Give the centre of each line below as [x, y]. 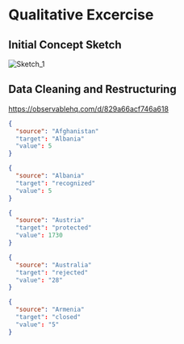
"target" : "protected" [54, 228]
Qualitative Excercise [81, 15]
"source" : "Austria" [50, 220]
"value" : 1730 [39, 236]
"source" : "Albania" [50, 176]
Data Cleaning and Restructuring [92, 89]
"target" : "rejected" [52, 272]
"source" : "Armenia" [50, 310]
